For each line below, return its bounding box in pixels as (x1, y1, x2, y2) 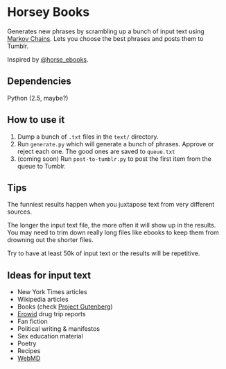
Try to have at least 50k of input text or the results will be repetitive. (7, 249, 200, 257)
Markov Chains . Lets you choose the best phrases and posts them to (7, 34, 204, 42)
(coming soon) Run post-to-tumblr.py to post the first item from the (17, 154, 211, 163)
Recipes (17, 347, 41, 355)
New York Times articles (17, 288, 88, 296)
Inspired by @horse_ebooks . (7, 55, 89, 63)
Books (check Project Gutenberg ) (17, 302, 113, 311)
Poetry (17, 339, 37, 347)
